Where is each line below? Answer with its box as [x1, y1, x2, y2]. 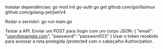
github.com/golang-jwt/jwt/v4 [5, 9, 66, 15]
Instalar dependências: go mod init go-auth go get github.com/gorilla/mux [5, 4, 156, 10]
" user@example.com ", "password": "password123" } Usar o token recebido [5, 33, 159, 39]
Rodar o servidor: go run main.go [5, 19, 72, 24]
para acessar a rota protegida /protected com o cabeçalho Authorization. [5, 38, 154, 44]
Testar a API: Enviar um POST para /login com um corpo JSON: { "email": [5, 28, 154, 33]
